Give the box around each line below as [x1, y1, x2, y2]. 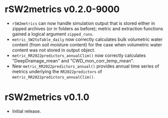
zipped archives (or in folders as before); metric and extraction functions [12, 25, 163, 31]
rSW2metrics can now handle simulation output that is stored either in [12, 20, 155, 26]
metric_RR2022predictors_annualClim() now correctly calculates [12, 52, 146, 58]
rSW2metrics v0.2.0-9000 [5, 4, 120, 15]
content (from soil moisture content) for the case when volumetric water [12, 41, 162, 47]
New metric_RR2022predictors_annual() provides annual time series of [12, 63, 159, 69]
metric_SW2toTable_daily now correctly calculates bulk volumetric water [12, 36, 163, 42]
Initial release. [12, 108, 41, 114]
